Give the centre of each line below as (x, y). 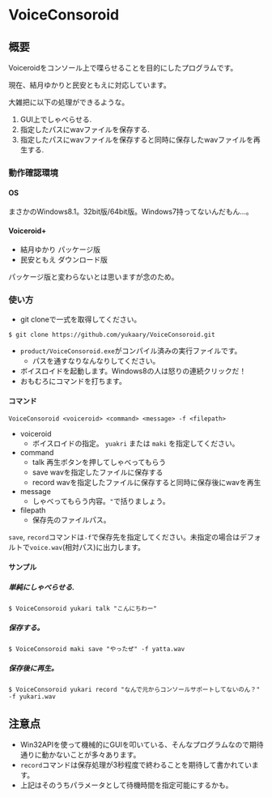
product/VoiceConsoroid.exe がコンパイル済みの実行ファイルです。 (131, 351)
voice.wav (46, 548)
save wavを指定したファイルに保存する (98, 472)
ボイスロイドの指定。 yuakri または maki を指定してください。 (136, 443)
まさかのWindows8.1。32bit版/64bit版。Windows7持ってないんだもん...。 (131, 211)
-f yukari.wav (32, 697)
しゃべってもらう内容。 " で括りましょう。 (101, 501)
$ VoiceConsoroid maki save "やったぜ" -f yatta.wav (97, 650)
